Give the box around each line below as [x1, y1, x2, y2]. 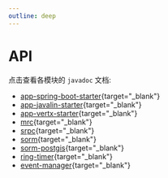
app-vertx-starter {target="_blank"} [19, 108, 138, 118]
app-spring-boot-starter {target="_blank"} [19, 91, 161, 101]
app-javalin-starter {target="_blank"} [19, 99, 142, 110]
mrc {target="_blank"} [19, 117, 93, 127]
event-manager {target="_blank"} [19, 160, 131, 170]
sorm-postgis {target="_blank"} [19, 143, 124, 153]
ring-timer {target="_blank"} [19, 151, 114, 161]
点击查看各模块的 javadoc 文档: [8, 75, 112, 85]
